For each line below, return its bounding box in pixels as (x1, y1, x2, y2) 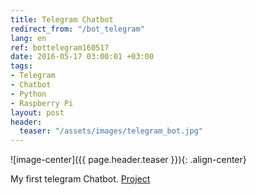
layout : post (10, 107, 65, 118)
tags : (10, 61, 33, 71)
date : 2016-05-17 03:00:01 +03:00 (10, 52, 155, 62)
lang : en (10, 33, 47, 43)
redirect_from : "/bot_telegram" (10, 24, 145, 34)
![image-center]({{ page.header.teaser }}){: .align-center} (10, 154, 247, 166)
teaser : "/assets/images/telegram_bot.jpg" (19, 126, 203, 136)
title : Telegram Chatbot (10, 14, 114, 25)
